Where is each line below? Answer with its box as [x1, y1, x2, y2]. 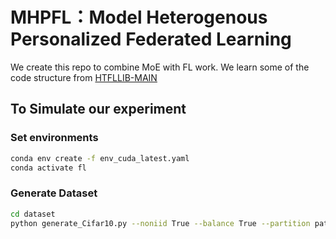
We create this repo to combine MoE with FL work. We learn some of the [10, 61, 310, 73]
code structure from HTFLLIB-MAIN [10, 71, 158, 83]
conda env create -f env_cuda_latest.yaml [10, 153, 190, 163]
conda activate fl [10, 163, 87, 173]
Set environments [10, 131, 99, 145]
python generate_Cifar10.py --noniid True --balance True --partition [10, 218, 311, 228]
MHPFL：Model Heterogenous [10, 6, 268, 29]
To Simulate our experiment [10, 101, 187, 118]
